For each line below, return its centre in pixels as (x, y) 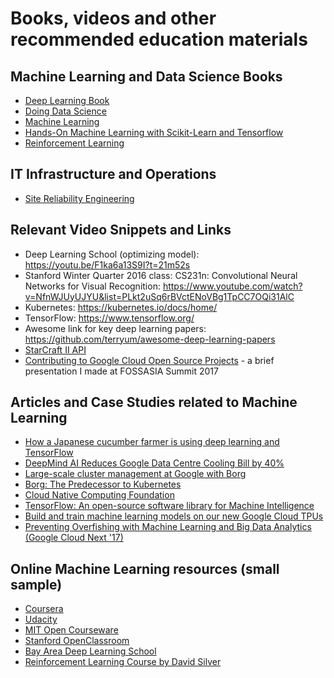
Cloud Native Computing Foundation (99, 495)
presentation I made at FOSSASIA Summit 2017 (121, 371)
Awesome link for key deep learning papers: (115, 328)
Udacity (41, 619)
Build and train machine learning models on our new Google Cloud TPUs (174, 516)
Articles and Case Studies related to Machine (154, 402)
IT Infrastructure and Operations (113, 174)
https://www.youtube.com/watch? (232, 286)
